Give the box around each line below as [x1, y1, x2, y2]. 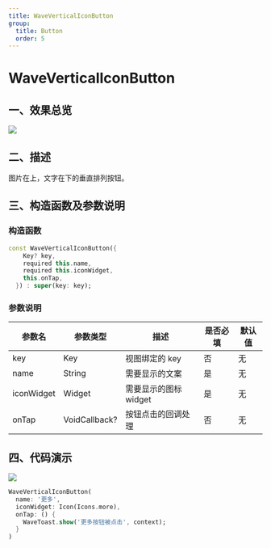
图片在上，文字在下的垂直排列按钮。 [8, 173, 129, 183]
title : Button [15, 27, 63, 35]
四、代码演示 [8, 450, 73, 465]
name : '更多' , [15, 495, 60, 504]
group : [8, 19, 31, 27]
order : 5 [15, 34, 45, 43]
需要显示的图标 [125, 383, 183, 394]
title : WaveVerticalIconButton [8, 11, 114, 20]
